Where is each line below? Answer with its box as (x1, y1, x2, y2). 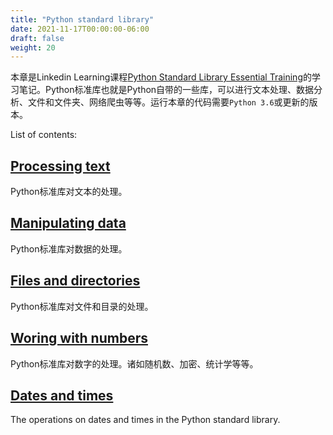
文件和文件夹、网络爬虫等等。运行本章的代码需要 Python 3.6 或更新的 (27, 96, 310, 108)
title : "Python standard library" (10, 14, 155, 25)
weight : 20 (10, 42, 56, 53)
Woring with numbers (10, 330, 148, 347)
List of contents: (10, 129, 78, 141)
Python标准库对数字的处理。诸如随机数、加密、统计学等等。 (10, 357, 259, 370)
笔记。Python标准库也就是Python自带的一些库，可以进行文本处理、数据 (18, 84, 315, 96)
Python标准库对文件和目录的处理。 (10, 300, 154, 312)
